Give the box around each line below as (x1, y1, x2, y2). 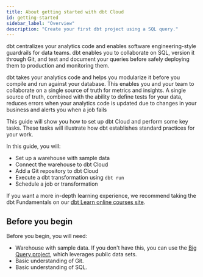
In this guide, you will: (6, 142, 61, 150)
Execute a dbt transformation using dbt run (15, 174, 124, 181)
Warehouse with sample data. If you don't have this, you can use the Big (15, 244, 197, 251)
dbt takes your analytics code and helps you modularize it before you (6, 74, 180, 81)
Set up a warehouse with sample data (15, 155, 110, 162)
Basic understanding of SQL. (15, 264, 88, 271)
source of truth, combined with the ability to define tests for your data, (6, 93, 183, 100)
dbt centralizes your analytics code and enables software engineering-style (6, 43, 196, 50)
